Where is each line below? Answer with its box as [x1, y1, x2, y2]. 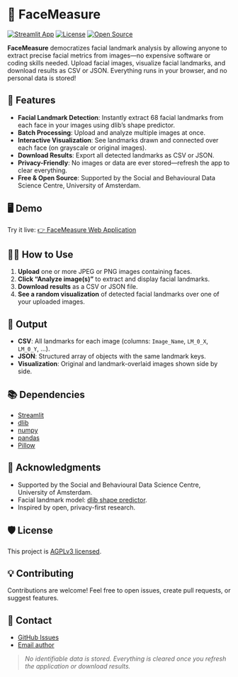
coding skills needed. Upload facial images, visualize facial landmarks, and [7, 58, 225, 67]
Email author [17, 641, 55, 649]
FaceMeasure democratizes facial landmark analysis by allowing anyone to [7, 43, 227, 52]
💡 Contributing [7, 568, 74, 580]
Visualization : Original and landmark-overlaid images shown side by [17, 360, 218, 368]
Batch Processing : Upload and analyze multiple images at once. [17, 128, 205, 137]
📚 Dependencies [7, 388, 85, 400]
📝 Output [7, 318, 47, 330]
